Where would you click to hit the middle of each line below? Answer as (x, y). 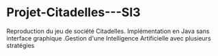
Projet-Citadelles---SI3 (73, 12)
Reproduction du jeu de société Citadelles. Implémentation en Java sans (108, 31)
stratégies (21, 45)
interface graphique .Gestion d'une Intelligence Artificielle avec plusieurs (109, 38)
